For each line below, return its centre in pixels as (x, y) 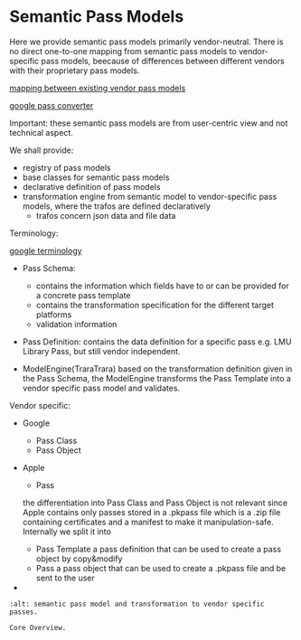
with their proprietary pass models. (75, 71)
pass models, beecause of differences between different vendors (163, 61)
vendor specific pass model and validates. (101, 388)
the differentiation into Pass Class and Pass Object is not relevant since (155, 503)
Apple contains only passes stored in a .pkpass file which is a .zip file (151, 512)
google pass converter (52, 105)
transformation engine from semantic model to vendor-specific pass (150, 196)
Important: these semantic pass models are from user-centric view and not (149, 123)
